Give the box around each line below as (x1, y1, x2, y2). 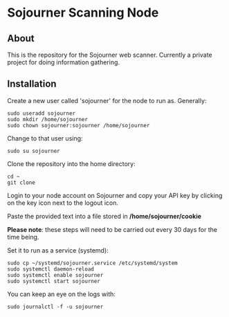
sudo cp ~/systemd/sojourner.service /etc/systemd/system (7, 260, 178, 266)
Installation (7, 78, 57, 90)
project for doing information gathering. (7, 58, 120, 66)
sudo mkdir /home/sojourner (7, 116, 89, 123)
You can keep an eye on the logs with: (7, 289, 116, 298)
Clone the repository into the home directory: (7, 159, 136, 167)
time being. (7, 233, 39, 241)
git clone (7, 179, 36, 186)
